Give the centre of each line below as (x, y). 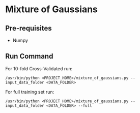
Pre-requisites (29, 28)
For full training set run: (30, 92)
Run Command (29, 56)
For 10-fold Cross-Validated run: (39, 68)
